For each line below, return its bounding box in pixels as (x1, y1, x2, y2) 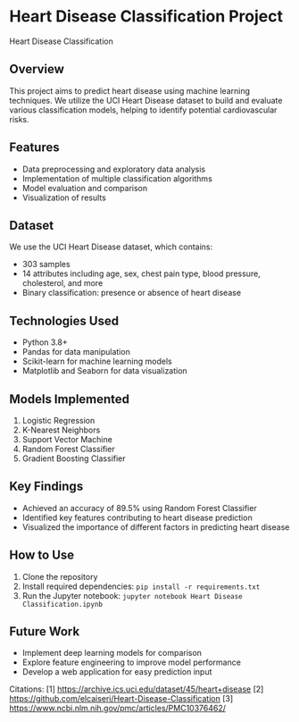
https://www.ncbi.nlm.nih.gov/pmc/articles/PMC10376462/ (9, 703, 226, 714)
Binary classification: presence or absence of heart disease (21, 288, 242, 298)
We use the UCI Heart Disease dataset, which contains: (9, 241, 212, 252)
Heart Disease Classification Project (9, 6, 284, 27)
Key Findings (9, 479, 84, 494)
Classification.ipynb (21, 600, 103, 609)
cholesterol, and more (21, 278, 104, 289)
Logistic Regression (21, 416, 96, 425)
